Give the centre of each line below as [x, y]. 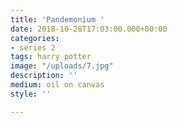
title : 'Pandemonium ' [57, 19]
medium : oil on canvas [57, 85]
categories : [35, 38]
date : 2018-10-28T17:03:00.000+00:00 [89, 29]
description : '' [44, 76]
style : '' [31, 94]
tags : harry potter [51, 57]
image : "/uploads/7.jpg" [62, 66]
